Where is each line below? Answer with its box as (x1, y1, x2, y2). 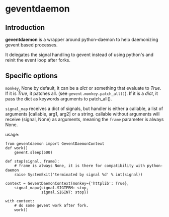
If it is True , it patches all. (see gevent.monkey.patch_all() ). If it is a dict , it (5, 90, 158, 96)
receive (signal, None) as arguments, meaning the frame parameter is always (5, 116, 164, 122)
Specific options (5, 72, 58, 80)
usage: (5, 131, 20, 137)
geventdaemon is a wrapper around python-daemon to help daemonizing (5, 36, 158, 42)
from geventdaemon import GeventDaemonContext (5, 141, 105, 146)
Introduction (5, 23, 45, 32)
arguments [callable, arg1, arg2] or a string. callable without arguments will (5, 111, 160, 117)
